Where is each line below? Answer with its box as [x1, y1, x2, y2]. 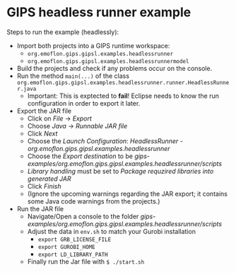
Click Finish [27, 182, 61, 190]
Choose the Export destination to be [27, 152, 134, 160]
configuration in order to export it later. [27, 99, 141, 107]
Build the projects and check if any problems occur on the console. [16, 64, 213, 72]
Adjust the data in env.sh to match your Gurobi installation [27, 227, 196, 235]
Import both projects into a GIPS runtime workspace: [16, 41, 170, 50]
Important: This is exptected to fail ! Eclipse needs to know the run [27, 91, 220, 100]
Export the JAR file [16, 106, 72, 115]
